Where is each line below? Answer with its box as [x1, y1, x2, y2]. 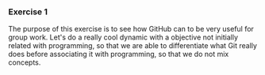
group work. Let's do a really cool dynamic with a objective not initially [8, 32, 239, 42]
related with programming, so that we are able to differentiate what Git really [8, 41, 258, 51]
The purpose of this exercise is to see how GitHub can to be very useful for [8, 24, 254, 34]
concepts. [8, 58, 41, 67]
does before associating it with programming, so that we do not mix [8, 50, 229, 59]
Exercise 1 [8, 6, 48, 17]
